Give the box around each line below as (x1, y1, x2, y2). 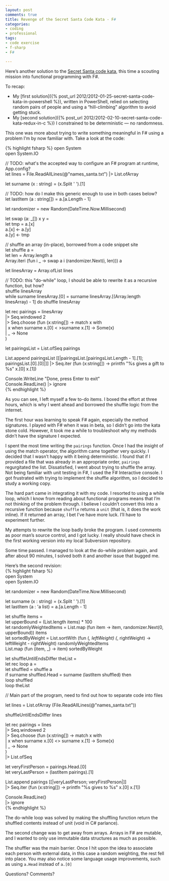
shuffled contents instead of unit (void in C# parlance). (5, 820, 119, 826)
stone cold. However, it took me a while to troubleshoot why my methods (5, 427, 157, 433)
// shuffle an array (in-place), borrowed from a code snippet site (5, 241, 138, 247)
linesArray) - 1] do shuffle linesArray (5, 299, 81, 305)
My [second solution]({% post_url (12, 114, 83, 120)
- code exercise (5, 40, 39, 46)
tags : (5, 36, 17, 41)
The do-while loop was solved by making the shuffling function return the (5, 814, 158, 820)
